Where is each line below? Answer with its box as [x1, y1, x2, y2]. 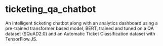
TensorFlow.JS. [5, 36, 37, 42]
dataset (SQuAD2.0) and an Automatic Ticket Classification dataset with [5, 30, 155, 36]
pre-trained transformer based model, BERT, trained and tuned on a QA [5, 25, 154, 31]
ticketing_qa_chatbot [5, 3, 96, 15]
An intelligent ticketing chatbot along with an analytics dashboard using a [5, 20, 158, 26]
